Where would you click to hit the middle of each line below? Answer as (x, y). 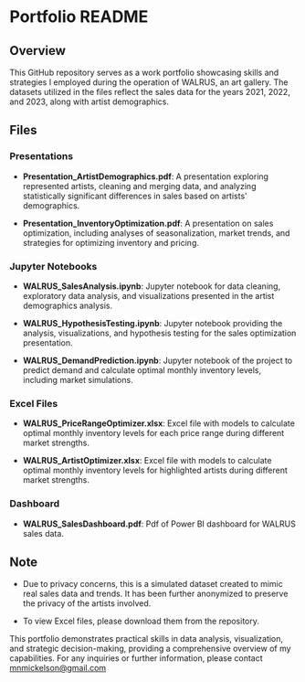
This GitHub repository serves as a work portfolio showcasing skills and (144, 72)
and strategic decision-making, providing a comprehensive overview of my (150, 649)
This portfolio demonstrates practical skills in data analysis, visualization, (147, 639)
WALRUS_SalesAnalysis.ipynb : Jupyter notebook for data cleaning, (152, 286)
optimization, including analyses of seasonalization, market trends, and (156, 233)
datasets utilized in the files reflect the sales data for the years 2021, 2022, (150, 92)
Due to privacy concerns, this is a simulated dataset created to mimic (152, 584)
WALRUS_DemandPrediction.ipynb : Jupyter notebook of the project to (158, 360)
